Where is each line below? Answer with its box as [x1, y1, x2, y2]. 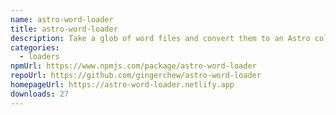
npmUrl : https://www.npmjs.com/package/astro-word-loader [10, 61, 257, 71]
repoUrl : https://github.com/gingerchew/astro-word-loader [10, 71, 262, 81]
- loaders [19, 52, 60, 62]
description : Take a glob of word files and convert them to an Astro [10, 33, 311, 43]
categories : [10, 42, 60, 53]
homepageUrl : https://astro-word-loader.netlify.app [10, 80, 235, 90]
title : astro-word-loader [10, 24, 118, 34]
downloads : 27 [10, 89, 70, 99]
